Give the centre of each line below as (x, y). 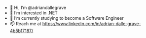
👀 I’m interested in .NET (34, 13)
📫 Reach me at (25, 24)
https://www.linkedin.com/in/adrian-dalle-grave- (92, 24)
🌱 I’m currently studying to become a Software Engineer (67, 18)
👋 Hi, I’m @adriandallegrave (38, 8)
